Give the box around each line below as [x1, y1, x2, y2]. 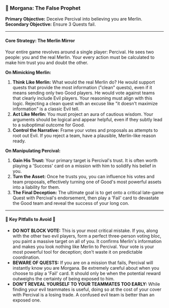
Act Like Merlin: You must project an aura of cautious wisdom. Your [12, 111, 153, 117]
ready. [12, 138, 26, 144]
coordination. [12, 254, 40, 260]
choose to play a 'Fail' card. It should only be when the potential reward [12, 270, 161, 276]
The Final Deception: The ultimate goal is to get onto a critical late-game [12, 189, 164, 195]
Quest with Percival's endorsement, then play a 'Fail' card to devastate [12, 195, 159, 201]
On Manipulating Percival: [5, 147, 61, 153]
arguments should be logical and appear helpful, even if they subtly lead [12, 116, 162, 122]
